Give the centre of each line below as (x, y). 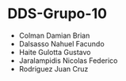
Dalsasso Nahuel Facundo (61, 43)
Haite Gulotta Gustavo (55, 52)
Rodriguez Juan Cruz (53, 68)
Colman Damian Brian (54, 35)
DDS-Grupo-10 (57, 14)
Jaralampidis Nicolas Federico (68, 61)
